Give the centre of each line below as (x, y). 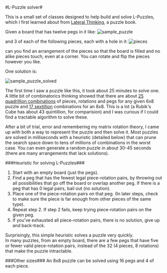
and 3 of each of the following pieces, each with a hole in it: (67, 41)
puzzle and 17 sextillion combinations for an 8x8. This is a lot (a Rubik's (78, 106)
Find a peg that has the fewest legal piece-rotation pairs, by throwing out (87, 178)
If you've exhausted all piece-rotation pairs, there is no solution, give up (86, 220)
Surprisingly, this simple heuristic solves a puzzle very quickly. (69, 235)
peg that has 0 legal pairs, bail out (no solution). (61, 188)
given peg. (23, 215)
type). (18, 204)
